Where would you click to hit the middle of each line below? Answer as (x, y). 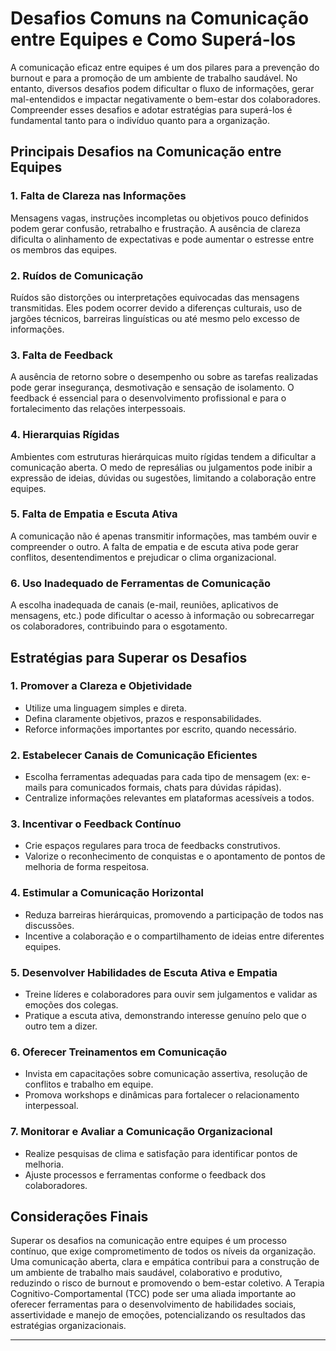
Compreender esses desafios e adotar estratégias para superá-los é (151, 109)
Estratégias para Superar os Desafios (129, 657)
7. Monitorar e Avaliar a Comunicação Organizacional (141, 1132)
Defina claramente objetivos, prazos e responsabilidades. (143, 718)
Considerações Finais (79, 1216)
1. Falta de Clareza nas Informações (98, 196)
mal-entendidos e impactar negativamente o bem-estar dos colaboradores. (165, 99)
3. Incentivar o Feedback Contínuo (96, 824)
